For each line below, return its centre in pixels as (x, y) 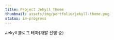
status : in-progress (26, 18)
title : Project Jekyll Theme (34, 9)
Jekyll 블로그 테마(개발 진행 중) (34, 33)
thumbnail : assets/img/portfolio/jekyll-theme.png (57, 14)
